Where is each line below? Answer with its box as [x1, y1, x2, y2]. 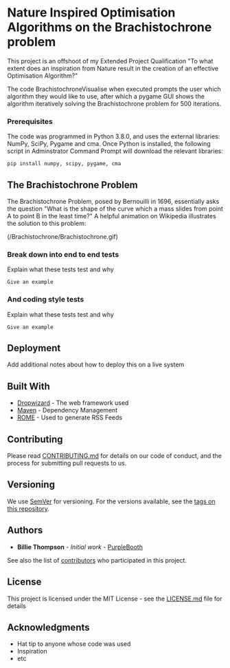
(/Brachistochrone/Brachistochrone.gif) [7, 233, 119, 241]
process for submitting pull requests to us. [7, 459, 127, 468]
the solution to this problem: [7, 219, 87, 228]
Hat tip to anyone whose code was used [16, 640, 131, 648]
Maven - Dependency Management [16, 406, 118, 415]
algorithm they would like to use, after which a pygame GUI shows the [7, 92, 205, 101]
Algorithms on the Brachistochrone [7, 19, 212, 35]
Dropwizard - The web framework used [16, 399, 129, 407]
